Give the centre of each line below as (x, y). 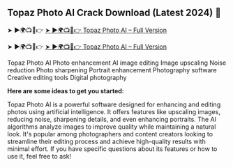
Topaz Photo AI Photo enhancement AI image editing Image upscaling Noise (117, 63)
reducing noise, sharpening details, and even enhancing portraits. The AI (112, 119)
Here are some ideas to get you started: (66, 90)
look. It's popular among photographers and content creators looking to (110, 134)
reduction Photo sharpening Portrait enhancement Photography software (112, 70)
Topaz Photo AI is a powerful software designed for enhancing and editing (114, 104)
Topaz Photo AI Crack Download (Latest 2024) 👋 (114, 13)
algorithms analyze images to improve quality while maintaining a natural (112, 127)
